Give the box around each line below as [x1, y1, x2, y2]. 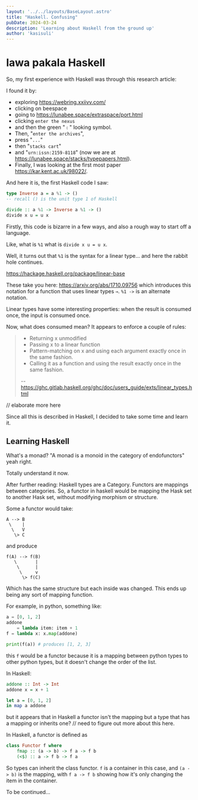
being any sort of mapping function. [6, 591, 93, 598]
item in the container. [6, 777, 58, 784]
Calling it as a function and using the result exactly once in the [29, 359, 181, 367]
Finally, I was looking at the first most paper [14, 161, 121, 169]
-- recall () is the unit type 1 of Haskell [6, 196, 118, 202]
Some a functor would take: [6, 505, 74, 512]
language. [6, 229, 31, 237]
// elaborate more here [6, 401, 61, 409]
